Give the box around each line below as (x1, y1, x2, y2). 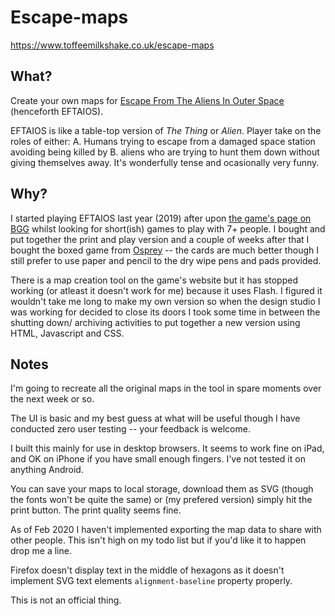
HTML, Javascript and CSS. (10, 327, 125, 339)
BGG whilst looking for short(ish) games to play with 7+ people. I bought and (10, 222, 326, 235)
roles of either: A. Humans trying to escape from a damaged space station (10, 135, 316, 147)
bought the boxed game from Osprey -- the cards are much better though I (10, 244, 319, 256)
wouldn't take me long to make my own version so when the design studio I (10, 295, 321, 307)
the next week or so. (10, 393, 95, 405)
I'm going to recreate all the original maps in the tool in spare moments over (10, 382, 322, 395)
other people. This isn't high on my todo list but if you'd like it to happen (10, 534, 307, 546)
